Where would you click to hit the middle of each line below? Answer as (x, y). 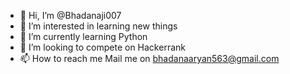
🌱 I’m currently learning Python (83, 36)
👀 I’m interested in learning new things (98, 26)
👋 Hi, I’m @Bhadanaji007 (70, 15)
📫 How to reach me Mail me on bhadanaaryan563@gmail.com (149, 58)
